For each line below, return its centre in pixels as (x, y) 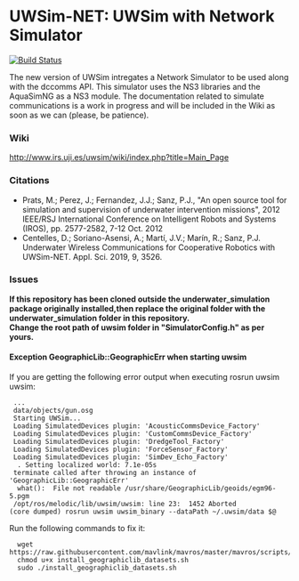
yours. (21, 336)
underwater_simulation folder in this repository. (99, 318)
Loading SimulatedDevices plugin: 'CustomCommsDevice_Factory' (133, 434)
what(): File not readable (69, 488)
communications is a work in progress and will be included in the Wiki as (142, 105)
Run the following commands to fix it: (77, 529)
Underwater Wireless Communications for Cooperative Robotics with (149, 247)
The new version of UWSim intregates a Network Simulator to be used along (149, 77)
